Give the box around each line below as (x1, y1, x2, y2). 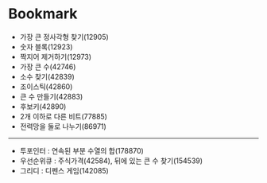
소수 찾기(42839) (19, 72, 75, 81)
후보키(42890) (19, 101, 67, 111)
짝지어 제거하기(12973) (19, 52, 92, 61)
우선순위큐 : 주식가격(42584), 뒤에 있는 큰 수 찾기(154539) (19, 156, 203, 165)
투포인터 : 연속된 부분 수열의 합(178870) (19, 146, 145, 155)
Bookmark (8, 5, 78, 23)
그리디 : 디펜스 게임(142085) (19, 165, 109, 175)
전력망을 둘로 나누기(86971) (19, 121, 107, 131)
